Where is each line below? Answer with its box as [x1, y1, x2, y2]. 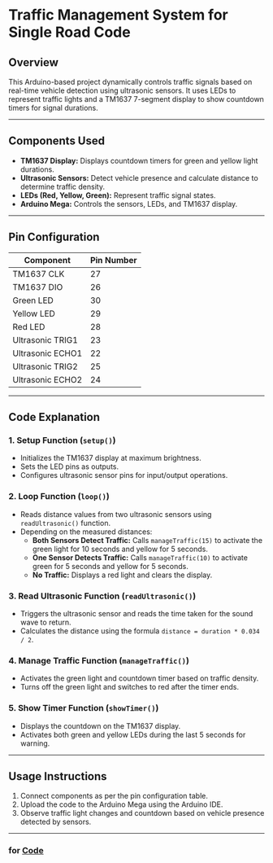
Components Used [8, 134, 106, 148]
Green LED [12, 295, 54, 306]
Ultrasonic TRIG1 [12, 334, 79, 345]
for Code [8, 845, 44, 856]
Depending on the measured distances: [19, 527, 153, 537]
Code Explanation [8, 410, 100, 424]
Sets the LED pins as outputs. [19, 462, 119, 471]
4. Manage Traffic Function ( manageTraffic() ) [8, 655, 189, 666]
